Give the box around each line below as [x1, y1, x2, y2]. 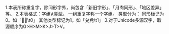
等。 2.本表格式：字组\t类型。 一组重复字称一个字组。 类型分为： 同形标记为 [5, 11, 164, 17]
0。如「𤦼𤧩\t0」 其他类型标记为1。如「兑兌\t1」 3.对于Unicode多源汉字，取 [5, 17, 162, 23]
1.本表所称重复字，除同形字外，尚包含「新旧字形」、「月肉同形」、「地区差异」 [5, 5, 164, 10]
